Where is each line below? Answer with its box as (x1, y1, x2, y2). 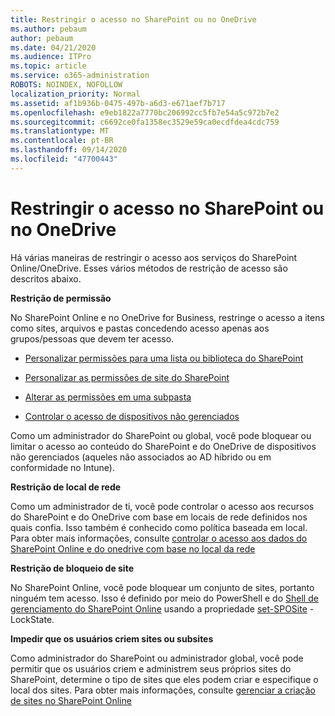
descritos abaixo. (10, 272, 82, 285)
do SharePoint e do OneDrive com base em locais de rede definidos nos (10, 511, 308, 523)
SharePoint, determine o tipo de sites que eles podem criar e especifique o (10, 673, 319, 685)
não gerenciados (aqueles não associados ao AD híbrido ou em (10, 451, 272, 463)
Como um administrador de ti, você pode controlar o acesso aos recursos (10, 500, 315, 512)
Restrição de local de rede (10, 481, 122, 493)
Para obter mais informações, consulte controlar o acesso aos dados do (10, 532, 308, 544)
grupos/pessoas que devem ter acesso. (10, 332, 175, 345)
